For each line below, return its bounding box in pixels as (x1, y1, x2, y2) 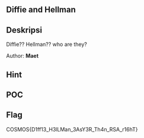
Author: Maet (6, 52, 39, 59)
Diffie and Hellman (6, 5, 76, 15)
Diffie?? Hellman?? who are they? (6, 41, 87, 48)
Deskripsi (6, 25, 43, 35)
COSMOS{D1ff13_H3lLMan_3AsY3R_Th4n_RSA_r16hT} (6, 126, 138, 133)
